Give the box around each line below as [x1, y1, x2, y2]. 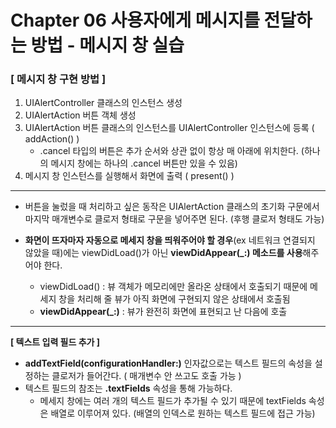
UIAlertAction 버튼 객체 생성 [24, 109, 137, 121]
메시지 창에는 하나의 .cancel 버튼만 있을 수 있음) [50, 157, 238, 170]
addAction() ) [24, 133, 80, 145]
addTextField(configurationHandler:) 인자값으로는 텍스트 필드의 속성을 [24, 357, 313, 370]
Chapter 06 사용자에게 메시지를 [10, 9, 260, 32]
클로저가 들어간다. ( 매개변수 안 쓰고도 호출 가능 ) [51, 370, 242, 382]
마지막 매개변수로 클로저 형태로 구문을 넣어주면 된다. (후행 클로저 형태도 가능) [24, 213, 325, 225]
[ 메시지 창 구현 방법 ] [10, 72, 107, 86]
